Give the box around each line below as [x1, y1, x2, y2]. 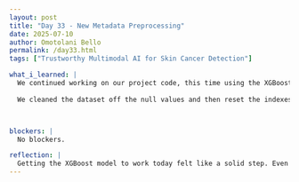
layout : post [9, 12, 58, 22]
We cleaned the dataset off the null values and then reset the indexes [17, 95, 293, 104]
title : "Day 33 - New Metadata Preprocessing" [9, 21, 185, 30]
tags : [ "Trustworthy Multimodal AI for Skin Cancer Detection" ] [9, 54, 253, 63]
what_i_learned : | [9, 70, 77, 80]
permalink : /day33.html [9, 46, 98, 55]
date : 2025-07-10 [9, 29, 74, 38]
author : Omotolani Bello [9, 37, 101, 47]
